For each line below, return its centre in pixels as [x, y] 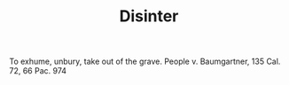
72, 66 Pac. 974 [38, 71]
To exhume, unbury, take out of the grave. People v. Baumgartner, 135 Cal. [145, 62]
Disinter [149, 16]
